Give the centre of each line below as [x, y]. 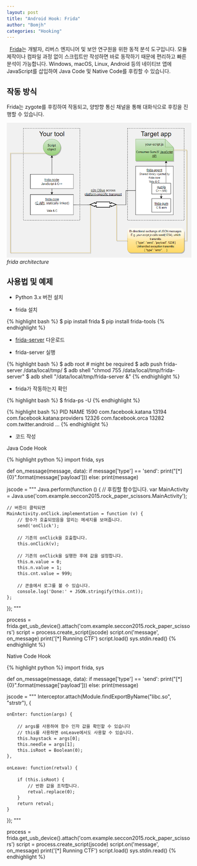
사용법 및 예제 [30, 282]
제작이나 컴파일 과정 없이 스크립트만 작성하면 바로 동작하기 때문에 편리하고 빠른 [97, 56]
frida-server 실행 [35, 352]
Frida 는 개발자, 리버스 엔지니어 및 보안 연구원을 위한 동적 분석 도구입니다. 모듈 [98, 49]
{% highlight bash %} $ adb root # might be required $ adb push [85, 364]
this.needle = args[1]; [46, 744]
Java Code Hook [27, 448]
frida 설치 [26, 309]
